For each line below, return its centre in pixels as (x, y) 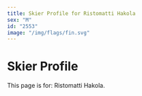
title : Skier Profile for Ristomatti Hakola (71, 13)
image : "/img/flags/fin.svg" (48, 33)
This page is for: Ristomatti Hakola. (56, 86)
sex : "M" (19, 20)
